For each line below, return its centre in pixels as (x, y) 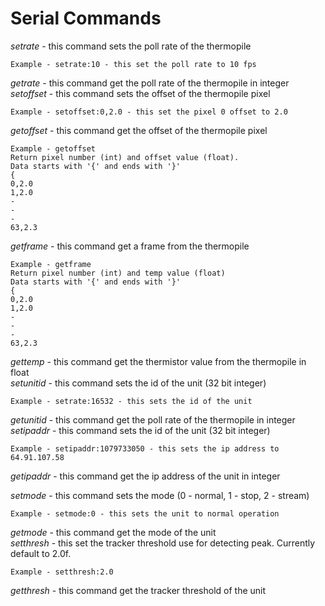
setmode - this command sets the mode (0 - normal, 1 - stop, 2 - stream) (160, 495)
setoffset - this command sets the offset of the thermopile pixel (140, 93)
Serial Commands (86, 18)
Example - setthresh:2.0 (62, 572)
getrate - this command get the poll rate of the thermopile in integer (150, 83)
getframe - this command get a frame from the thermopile (130, 246)
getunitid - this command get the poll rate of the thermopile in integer (153, 419)
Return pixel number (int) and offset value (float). (125, 157)
